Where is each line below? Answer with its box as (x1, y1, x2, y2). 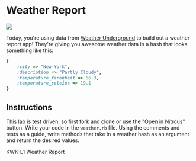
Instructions (6, 102, 52, 112)
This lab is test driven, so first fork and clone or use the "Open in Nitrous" (6, 118, 185, 125)
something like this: (6, 47, 54, 54)
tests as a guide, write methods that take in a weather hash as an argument (6, 131, 189, 137)
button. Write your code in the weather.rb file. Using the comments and (6, 124, 180, 131)
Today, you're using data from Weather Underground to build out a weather (6, 34, 190, 41)
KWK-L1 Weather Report (6, 149, 65, 155)
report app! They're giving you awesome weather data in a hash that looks (6, 40, 188, 47)
